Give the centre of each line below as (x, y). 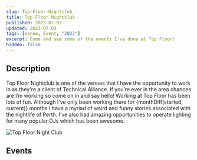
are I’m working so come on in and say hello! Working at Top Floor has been (98, 95)
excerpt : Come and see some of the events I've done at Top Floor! (91, 39)
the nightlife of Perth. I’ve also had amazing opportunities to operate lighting (98, 114)
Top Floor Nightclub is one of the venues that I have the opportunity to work (98, 83)
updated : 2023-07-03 (32, 28)
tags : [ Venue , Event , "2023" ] (43, 34)
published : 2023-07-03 (34, 23)
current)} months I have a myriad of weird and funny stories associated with (98, 108)
